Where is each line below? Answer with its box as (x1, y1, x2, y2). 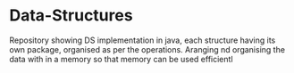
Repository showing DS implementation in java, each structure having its (9, 35, 276, 45)
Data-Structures (9, 5, 133, 26)
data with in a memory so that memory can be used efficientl (9, 53, 234, 64)
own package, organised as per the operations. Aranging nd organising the (9, 44, 286, 54)
